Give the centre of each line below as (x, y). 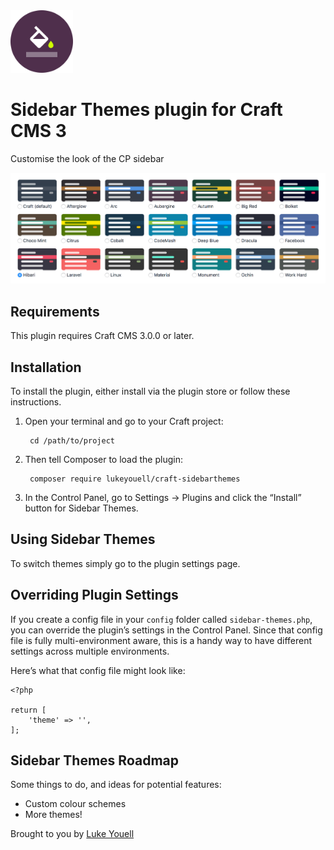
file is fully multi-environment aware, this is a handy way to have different (161, 640)
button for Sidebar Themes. (81, 508)
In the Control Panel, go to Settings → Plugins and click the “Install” (163, 497)
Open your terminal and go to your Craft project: (124, 421)
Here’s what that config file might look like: (98, 670)
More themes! (53, 815)
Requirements (55, 311)
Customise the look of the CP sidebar (87, 158)
